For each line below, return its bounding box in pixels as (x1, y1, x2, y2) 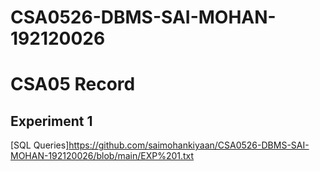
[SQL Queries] (10, 139, 70, 151)
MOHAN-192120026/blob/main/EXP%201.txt (10, 150, 195, 162)
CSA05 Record (10, 73, 136, 96)
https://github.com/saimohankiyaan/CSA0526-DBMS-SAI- (68, 139, 310, 151)
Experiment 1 (10, 112, 93, 130)
